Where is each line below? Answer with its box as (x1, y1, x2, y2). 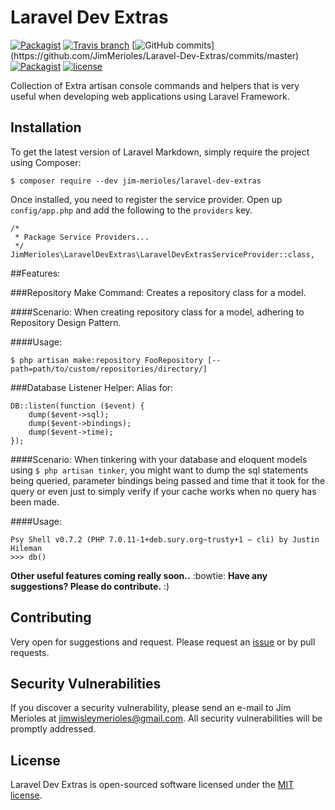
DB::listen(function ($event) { (10, 401, 145, 411)
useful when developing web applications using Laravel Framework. (10, 90, 290, 102)
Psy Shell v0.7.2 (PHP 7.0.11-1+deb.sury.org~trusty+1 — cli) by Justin (10, 534, 320, 545)
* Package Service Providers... (14, 232, 150, 242)
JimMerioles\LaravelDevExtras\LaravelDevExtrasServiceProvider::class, (10, 249, 315, 260)
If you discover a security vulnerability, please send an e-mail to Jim (10, 702, 292, 714)
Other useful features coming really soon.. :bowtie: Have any (10, 569, 268, 581)
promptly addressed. (10, 723, 97, 735)
